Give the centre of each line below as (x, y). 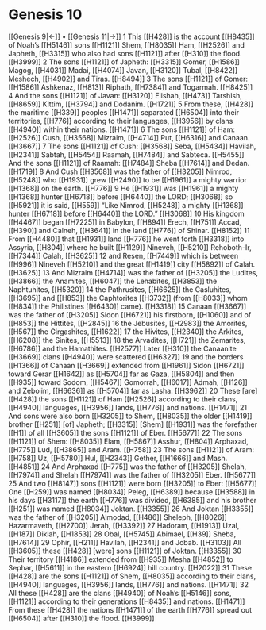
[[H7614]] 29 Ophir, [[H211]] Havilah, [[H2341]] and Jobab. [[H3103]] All (125, 542)
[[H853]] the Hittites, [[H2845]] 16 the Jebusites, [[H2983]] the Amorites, (128, 323)
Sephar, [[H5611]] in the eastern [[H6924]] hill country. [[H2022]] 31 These (130, 567)
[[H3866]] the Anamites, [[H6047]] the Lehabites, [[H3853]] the (113, 281)
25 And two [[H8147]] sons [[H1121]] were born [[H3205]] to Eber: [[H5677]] (133, 483)
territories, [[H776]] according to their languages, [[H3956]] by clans (121, 121)
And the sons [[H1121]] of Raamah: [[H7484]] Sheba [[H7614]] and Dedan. (129, 163)
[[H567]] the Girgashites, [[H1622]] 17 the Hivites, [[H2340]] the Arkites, (126, 332)
